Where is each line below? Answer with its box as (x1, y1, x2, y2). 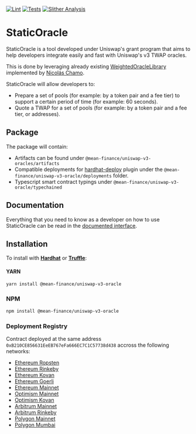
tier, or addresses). (14, 110, 60, 117)
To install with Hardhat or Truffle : (6, 255, 87, 262)
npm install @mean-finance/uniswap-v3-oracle (6, 308, 119, 314)
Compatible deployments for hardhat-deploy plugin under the (14, 166, 163, 173)
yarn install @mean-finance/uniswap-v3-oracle (6, 281, 122, 287)
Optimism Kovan (14, 396, 54, 404)
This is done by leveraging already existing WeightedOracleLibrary (6, 63, 167, 70)
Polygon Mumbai (14, 421, 56, 428)
